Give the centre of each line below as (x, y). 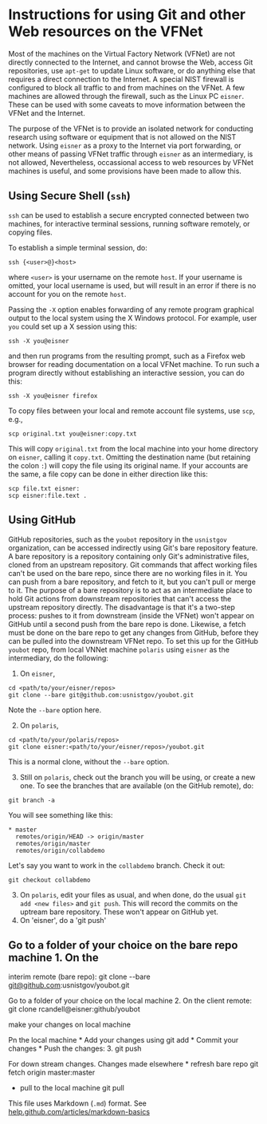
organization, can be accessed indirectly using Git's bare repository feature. (133, 547)
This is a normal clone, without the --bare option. (89, 761)
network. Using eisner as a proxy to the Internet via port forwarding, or (125, 145)
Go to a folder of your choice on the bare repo (123, 945)
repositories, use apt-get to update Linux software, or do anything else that (132, 70)
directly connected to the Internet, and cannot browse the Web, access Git (131, 62)
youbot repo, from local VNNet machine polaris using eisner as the (119, 649)
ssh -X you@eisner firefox (53, 396)
